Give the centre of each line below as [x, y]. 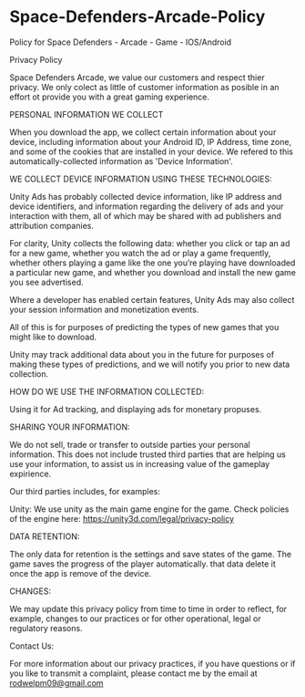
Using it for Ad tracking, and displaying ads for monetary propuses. [136, 409]
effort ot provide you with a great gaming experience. [110, 97]
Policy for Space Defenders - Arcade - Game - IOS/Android [121, 42]
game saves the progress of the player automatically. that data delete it [142, 564]
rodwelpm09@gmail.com [56, 682]
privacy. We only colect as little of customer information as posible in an [144, 87]
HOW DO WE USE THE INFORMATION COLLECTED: [107, 391]
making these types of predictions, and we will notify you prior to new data [150, 364]
